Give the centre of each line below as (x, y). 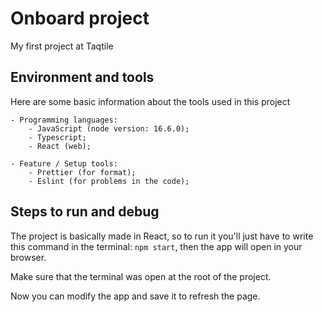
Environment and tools (82, 77)
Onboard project (80, 18)
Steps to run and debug (85, 212)
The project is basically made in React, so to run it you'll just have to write (162, 236)
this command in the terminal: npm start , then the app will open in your (156, 246)
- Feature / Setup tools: (64, 163)
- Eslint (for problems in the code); (109, 181)
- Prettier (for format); (82, 172)
